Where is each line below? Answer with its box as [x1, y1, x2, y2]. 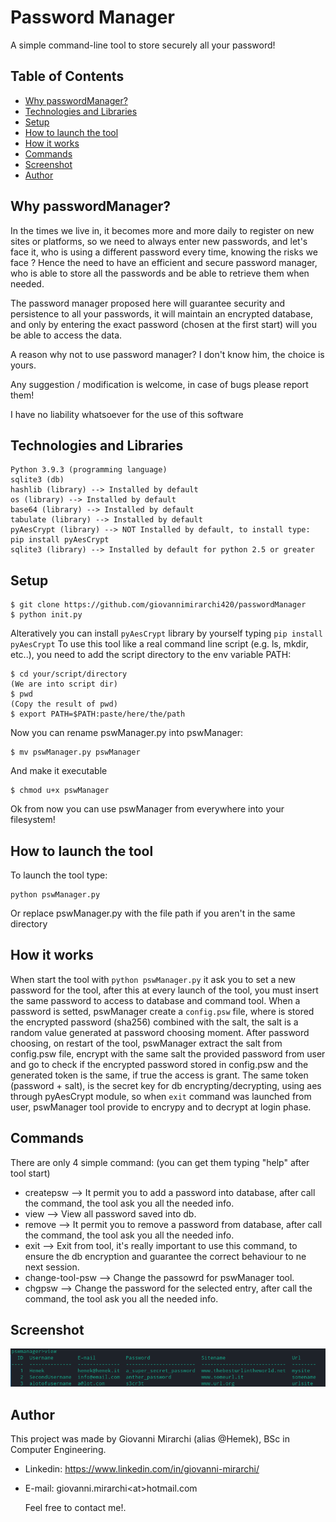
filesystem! [10, 814, 56, 826]
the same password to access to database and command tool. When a [10, 994, 301, 1006]
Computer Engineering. [10, 1444, 107, 1456]
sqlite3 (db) [10, 475, 65, 485]
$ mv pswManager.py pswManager [10, 747, 141, 758]
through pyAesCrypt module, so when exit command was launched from [10, 1090, 312, 1102]
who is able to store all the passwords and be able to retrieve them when [10, 267, 310, 279]
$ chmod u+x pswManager [10, 786, 110, 796]
